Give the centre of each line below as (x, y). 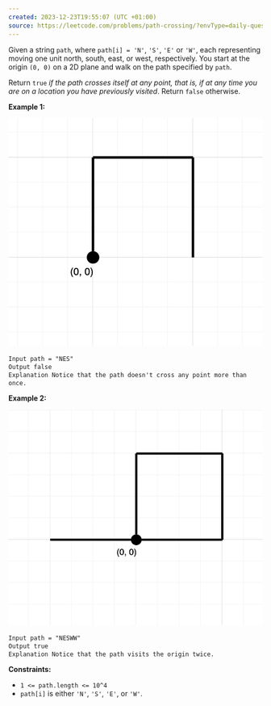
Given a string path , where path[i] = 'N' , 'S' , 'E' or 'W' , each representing (134, 49)
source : (21, 25)
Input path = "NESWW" (45, 638)
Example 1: (27, 107)
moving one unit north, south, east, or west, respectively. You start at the (129, 58)
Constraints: (30, 670)
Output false (30, 368)
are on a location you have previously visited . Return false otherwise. (124, 91)
